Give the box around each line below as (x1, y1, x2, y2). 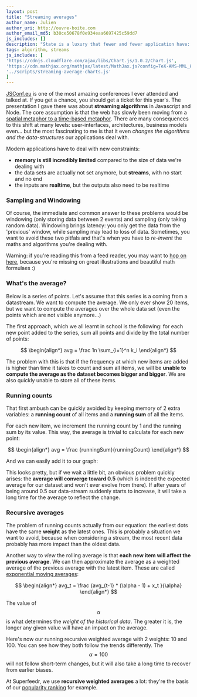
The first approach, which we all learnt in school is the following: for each (6, 322, 184, 329)
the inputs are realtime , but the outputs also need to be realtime (14, 181, 169, 188)
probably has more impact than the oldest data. (6, 541, 121, 548)
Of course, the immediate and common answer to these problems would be (6, 210, 189, 217)
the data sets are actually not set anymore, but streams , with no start (14, 169, 182, 176)
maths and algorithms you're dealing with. (6, 241, 108, 248)
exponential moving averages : (6, 571, 79, 578)
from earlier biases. (6, 666, 53, 674)
